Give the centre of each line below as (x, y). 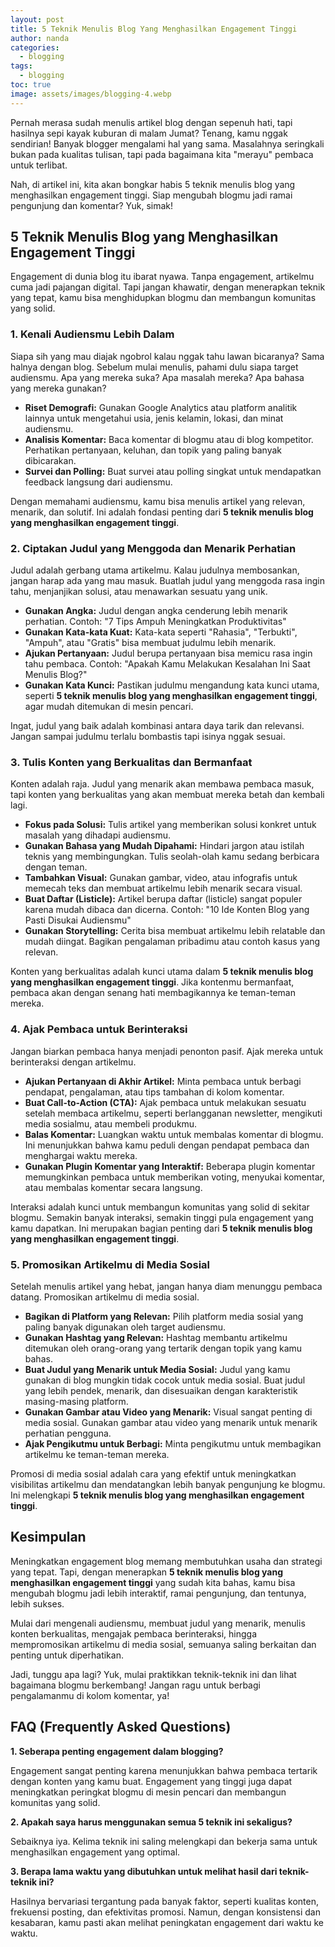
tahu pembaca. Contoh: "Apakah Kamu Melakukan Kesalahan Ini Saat (167, 664)
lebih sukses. (37, 1603)
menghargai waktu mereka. (81, 1155)
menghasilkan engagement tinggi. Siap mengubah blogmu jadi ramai (151, 195)
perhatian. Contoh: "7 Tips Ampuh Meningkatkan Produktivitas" (155, 622)
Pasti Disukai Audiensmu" (78, 920)
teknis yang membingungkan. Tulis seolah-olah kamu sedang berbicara (172, 857)
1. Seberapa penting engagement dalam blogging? (117, 1751)
